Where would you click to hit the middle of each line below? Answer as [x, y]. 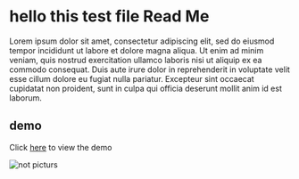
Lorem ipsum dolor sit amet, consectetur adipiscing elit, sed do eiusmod [142, 41]
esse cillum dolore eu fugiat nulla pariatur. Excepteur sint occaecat [132, 78]
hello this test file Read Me [109, 16]
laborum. [26, 98]
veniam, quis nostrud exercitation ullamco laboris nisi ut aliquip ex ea [136, 60]
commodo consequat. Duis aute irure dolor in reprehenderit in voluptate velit [149, 69]
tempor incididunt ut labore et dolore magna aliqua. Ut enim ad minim [137, 50]
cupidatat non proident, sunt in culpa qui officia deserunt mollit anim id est [146, 88]
